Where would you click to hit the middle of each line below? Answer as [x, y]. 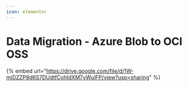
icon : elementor [27, 12]
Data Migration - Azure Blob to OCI [94, 41]
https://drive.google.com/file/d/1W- [90, 71]
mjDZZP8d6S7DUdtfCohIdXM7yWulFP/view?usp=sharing [78, 77]
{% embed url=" [27, 71]
